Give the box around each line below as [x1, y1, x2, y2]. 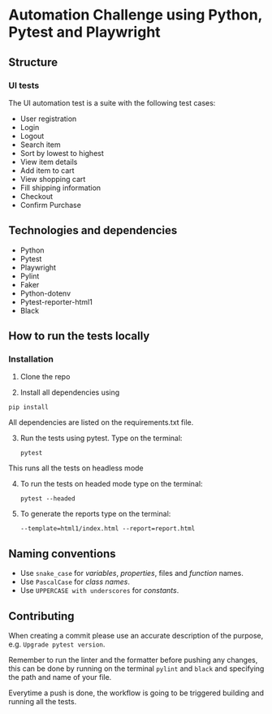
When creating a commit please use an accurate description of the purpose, [8, 631, 264, 640]
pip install [8, 404, 49, 412]
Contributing [8, 609, 75, 623]
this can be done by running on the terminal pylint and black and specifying [8, 664, 265, 673]
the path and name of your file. [8, 673, 112, 682]
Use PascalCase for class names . [19, 577, 130, 586]
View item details [19, 157, 78, 167]
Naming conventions [8, 547, 116, 560]
